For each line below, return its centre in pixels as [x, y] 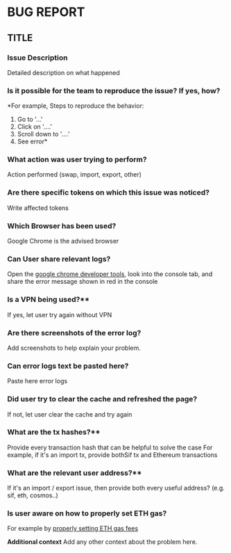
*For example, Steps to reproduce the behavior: [76, 106]
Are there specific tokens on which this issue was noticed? [109, 193]
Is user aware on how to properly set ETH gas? [87, 513]
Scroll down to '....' [44, 134]
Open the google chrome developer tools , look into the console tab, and [110, 274]
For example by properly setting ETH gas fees [73, 529]
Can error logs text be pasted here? [68, 366]
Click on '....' [35, 127]
